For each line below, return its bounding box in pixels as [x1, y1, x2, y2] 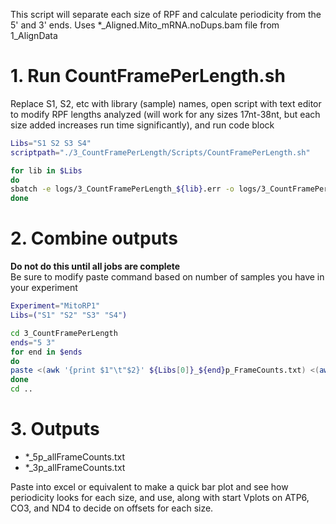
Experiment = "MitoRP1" [10, 301, 101, 311]
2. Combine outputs [10, 227, 178, 250]
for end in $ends [10, 347, 83, 357]
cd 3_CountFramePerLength [10, 328, 118, 338]
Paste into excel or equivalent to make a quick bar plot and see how [10, 480, 289, 493]
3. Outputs [10, 418, 100, 441]
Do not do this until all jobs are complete [10, 260, 181, 273]
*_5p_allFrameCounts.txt [24, 450, 126, 463]
